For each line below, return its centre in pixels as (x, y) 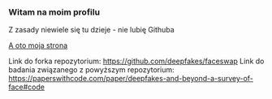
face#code (26, 87)
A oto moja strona (38, 45)
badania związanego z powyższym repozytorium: (91, 70)
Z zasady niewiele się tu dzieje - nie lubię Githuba (91, 30)
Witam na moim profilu (54, 12)
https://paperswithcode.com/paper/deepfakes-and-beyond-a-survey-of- (131, 79)
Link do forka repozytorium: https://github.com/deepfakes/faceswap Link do (136, 61)
